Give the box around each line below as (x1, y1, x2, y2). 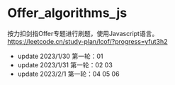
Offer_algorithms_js (7, 5, 128, 21)
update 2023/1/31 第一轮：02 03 (17, 60, 113, 69)
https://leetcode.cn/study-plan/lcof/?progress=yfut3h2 (7, 37, 168, 45)
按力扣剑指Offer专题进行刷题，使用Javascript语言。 (7, 29, 159, 38)
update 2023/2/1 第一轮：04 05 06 (17, 69, 120, 78)
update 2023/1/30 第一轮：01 (17, 52, 103, 60)
